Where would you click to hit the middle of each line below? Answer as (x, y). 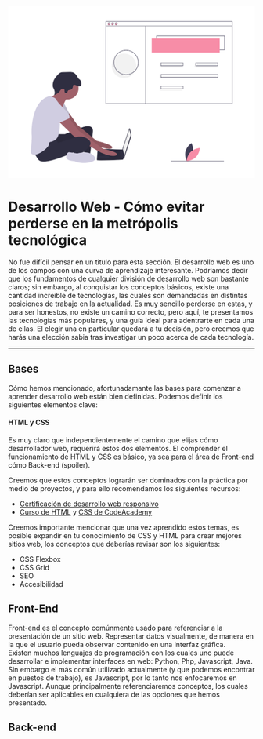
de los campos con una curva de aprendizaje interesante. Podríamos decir (128, 270)
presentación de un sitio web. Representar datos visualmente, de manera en (131, 636)
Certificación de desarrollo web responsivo (89, 504)
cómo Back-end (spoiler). (49, 464)
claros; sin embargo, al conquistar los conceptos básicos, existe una (119, 287)
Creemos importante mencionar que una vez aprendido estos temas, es (124, 527)
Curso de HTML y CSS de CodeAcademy (86, 511)
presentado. (28, 703)
